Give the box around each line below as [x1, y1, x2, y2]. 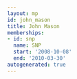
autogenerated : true [7, 61, 67, 68]
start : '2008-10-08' [13, 49, 72, 56]
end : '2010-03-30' [13, 55, 67, 62]
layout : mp [7, 10, 38, 17]
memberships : [7, 29, 45, 36]
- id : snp [7, 36, 36, 43]
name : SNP [13, 42, 41, 49]
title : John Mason [7, 23, 60, 30]
